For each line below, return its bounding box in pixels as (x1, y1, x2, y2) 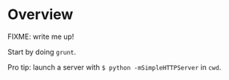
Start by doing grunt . (7, 47, 77, 56)
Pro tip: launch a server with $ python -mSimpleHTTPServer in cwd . (7, 62, 222, 72)
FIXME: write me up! (7, 32, 74, 41)
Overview (7, 6, 74, 24)
